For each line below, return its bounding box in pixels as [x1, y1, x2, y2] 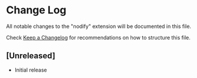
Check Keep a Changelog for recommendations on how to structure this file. [6, 34, 191, 41]
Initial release [14, 66, 47, 73]
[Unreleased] [6, 51, 56, 61]
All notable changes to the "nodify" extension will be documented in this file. [6, 23, 192, 30]
